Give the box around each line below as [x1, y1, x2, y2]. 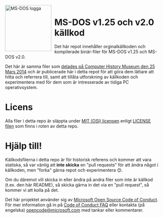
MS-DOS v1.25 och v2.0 [54, 17, 154, 28]
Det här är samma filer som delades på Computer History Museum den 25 [5, 63, 155, 69]
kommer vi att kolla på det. [5, 187, 59, 193]
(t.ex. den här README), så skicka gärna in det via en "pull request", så [5, 182, 149, 187]
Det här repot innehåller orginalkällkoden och [54, 43, 146, 49]
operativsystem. [5, 84, 38, 90]
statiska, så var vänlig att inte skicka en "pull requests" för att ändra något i [5, 162, 159, 168]
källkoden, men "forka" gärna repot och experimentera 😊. [5, 167, 123, 173]
